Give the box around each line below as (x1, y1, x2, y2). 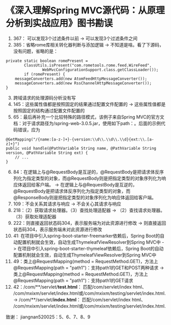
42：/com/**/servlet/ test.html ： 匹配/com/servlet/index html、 (13, 284, 147, 290)
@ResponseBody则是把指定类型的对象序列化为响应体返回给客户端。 (13, 194, 157, 200)
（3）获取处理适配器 (13, 213, 56, 220)
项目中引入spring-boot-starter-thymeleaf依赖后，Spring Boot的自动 (21, 245, 164, 251)
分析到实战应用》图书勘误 (6, 17, 113, 29)
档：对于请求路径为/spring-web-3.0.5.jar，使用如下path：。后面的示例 (13, 120, 161, 126)
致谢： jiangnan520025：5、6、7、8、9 (6, 314, 91, 320)
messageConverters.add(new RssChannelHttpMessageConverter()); (15, 80, 152, 86)
